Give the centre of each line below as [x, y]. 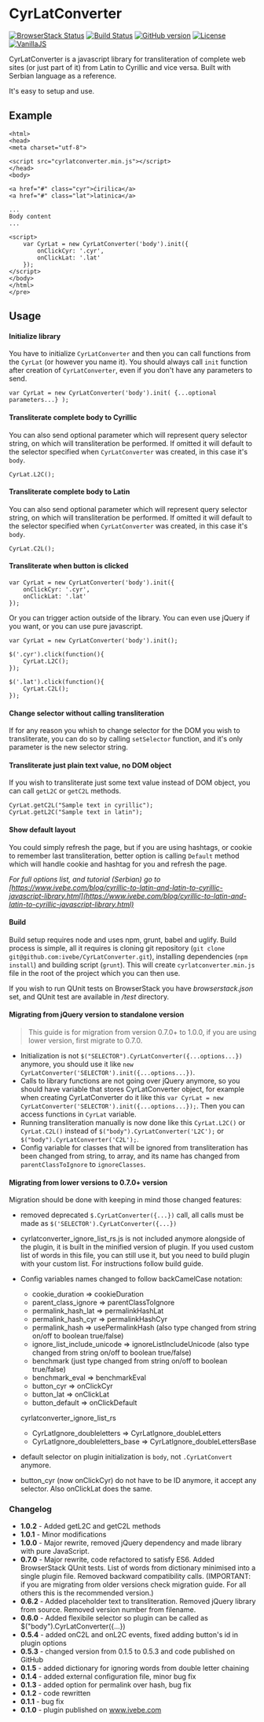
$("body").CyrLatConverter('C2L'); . [80, 1139]
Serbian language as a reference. [63, 75]
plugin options [44, 1643]
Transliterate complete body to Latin [70, 491]
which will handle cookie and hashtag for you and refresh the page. [118, 864]
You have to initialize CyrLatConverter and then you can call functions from [130, 354]
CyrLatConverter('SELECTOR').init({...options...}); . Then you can [132, 1106]
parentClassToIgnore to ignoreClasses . [83, 1164]
